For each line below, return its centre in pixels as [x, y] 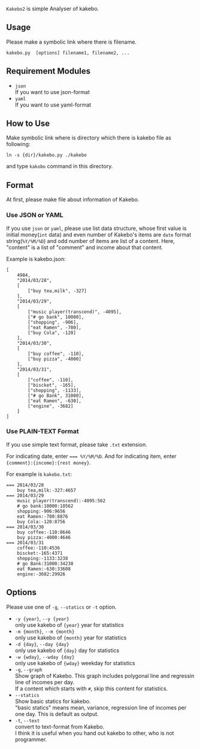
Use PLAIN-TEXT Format [43, 432]
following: [18, 144]
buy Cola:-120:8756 [41, 521]
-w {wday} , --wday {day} [45, 656]
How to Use [28, 124]
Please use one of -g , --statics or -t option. [61, 607]
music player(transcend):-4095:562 [61, 501]
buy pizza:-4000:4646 [44, 537]
